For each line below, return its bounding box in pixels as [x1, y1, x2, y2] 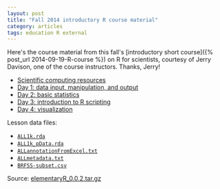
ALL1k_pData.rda [16, 140, 64, 148]
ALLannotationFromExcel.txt [16, 148, 98, 155]
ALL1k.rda [16, 133, 46, 140]
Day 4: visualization [16, 105, 74, 113]
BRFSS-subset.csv [16, 162, 67, 169]
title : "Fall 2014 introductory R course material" [7, 16, 158, 23]
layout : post [7, 10, 45, 17]
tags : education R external [7, 29, 88, 36]
